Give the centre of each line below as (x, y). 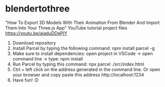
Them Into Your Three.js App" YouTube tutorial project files (66, 27)
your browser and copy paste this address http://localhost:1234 (78, 74)
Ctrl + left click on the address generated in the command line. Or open (86, 69)
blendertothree (37, 9)
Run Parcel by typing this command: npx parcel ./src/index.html (78, 64)
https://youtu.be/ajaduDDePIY (36, 33)
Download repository (34, 42)
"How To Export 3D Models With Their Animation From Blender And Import (82, 22)
